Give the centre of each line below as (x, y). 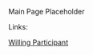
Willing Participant (38, 42)
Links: (18, 27)
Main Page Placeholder (47, 12)
